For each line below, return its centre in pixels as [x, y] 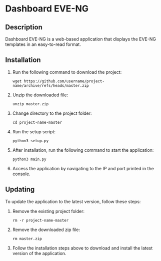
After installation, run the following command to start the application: [83, 150]
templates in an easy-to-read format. [43, 44]
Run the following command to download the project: [67, 72]
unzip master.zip [30, 104]
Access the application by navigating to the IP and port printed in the [83, 168]
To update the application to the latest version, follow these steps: [73, 201]
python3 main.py [29, 159]
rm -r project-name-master [40, 220]
